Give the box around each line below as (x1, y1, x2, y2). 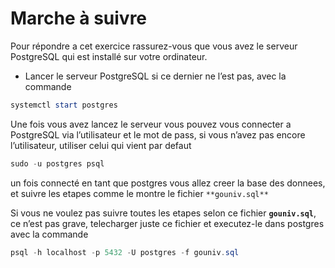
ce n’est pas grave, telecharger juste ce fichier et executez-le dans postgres (10, 217, 325, 229)
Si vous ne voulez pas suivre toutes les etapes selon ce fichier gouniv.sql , (10, 207, 317, 219)
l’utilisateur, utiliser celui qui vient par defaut (10, 139, 192, 151)
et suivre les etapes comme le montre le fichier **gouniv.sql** (10, 187, 269, 199)
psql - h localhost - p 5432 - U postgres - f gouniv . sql (10, 247, 240, 257)
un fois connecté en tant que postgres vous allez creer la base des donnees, (10, 177, 326, 189)
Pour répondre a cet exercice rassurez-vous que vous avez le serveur (10, 40, 298, 52)
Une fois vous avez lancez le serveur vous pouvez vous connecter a (10, 118, 292, 130)
